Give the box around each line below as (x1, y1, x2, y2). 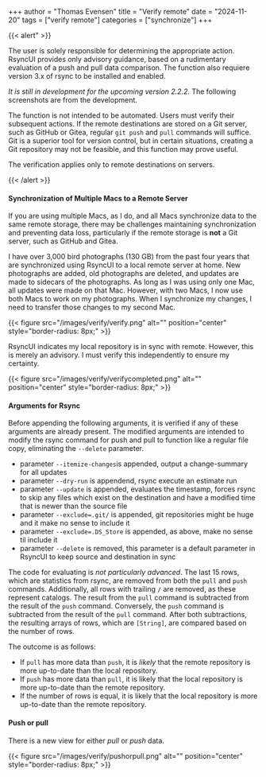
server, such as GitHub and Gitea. (8, 236, 118, 246)
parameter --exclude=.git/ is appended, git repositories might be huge (19, 510, 254, 519)
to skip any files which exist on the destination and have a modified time (19, 493, 256, 503)
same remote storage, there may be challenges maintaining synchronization (8, 220, 256, 229)
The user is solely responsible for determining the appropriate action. (8, 46, 235, 55)
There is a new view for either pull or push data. (8, 736, 165, 745)
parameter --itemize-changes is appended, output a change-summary (19, 459, 249, 468)
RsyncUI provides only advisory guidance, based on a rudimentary (8, 55, 226, 64)
